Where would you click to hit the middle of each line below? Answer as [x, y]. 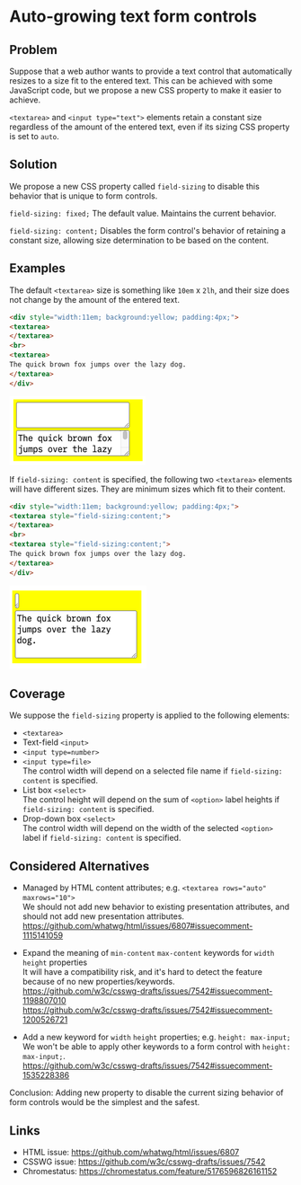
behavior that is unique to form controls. [84, 196]
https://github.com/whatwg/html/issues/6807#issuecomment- [137, 926]
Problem [34, 50]
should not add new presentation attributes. [103, 916]
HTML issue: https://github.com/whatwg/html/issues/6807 [131, 1153]
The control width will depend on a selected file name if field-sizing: [152, 771]
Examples [37, 268]
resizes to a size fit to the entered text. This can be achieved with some [141, 81]
